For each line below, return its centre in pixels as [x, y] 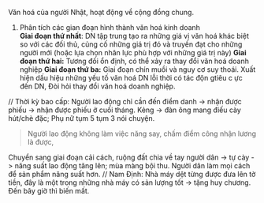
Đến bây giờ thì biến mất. [49, 191]
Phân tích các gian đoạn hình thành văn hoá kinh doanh [110, 27]
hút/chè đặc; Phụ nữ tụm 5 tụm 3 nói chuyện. [82, 118]
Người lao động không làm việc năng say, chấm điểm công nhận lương [142, 133]
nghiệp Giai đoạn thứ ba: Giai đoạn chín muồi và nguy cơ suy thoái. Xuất [138, 70]
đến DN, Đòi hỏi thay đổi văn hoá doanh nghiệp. [97, 86]
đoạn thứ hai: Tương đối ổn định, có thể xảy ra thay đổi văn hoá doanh [134, 61]
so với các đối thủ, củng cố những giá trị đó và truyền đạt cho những [131, 44]
